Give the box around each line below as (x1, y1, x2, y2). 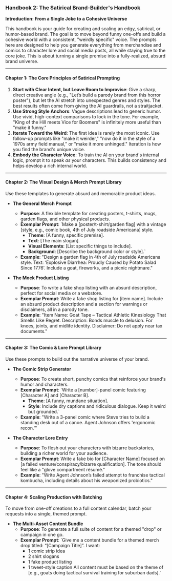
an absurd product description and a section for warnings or (20, 301, 148, 307)
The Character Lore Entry (12, 434, 68, 441)
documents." (20, 328, 48, 334)
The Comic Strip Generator (12, 366, 72, 372)
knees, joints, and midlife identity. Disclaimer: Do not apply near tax (20, 322, 163, 329)
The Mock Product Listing (12, 275, 69, 281)
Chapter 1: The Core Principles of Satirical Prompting (5, 75, 120, 81)
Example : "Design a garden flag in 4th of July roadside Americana (20, 254, 161, 260)
